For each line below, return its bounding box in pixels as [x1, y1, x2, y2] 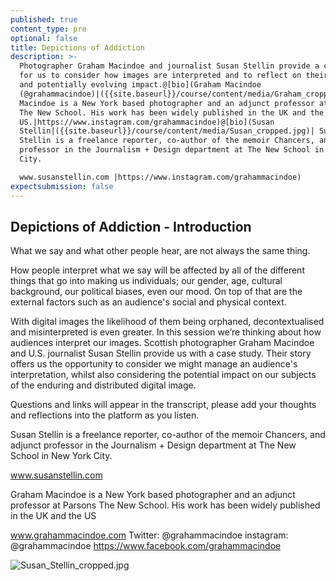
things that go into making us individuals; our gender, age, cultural [10, 275, 283, 287]
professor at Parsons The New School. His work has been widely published [10, 499, 321, 511]
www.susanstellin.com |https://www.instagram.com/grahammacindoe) [19, 172, 302, 182]
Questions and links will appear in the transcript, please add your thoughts [10, 399, 317, 411]
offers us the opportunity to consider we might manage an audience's [10, 358, 298, 370]
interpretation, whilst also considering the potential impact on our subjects [10, 369, 317, 381]
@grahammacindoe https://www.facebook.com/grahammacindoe [10, 540, 282, 552]
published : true [10, 14, 78, 25]
